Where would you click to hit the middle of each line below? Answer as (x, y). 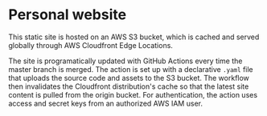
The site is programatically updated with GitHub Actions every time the (125, 61)
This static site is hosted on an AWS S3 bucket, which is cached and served (134, 37)
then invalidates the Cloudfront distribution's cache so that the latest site (129, 86)
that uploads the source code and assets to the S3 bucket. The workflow (129, 78)
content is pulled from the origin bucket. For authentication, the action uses (133, 94)
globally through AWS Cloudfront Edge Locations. (90, 45)
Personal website (68, 15)
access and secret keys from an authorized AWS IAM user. (106, 103)
